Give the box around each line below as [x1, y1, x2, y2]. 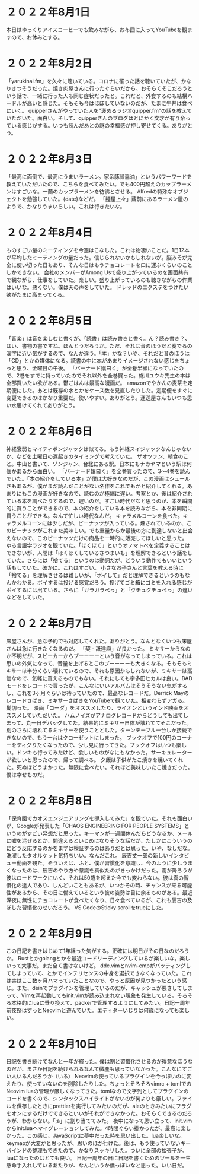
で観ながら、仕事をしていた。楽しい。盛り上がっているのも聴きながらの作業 [6, 276, 192, 283]
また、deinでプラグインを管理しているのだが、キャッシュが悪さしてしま [16, 985, 193, 992]
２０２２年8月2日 [6, 57, 92, 70]
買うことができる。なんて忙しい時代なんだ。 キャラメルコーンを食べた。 [6, 512, 184, 519]
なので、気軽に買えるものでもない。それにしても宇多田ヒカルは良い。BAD [11, 674, 192, 681]
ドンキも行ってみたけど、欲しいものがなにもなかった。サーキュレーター [16, 748, 192, 756]
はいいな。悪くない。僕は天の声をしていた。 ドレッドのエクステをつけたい [6, 283, 190, 291]
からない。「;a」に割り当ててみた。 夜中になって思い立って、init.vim [26, 1117, 192, 1125]
